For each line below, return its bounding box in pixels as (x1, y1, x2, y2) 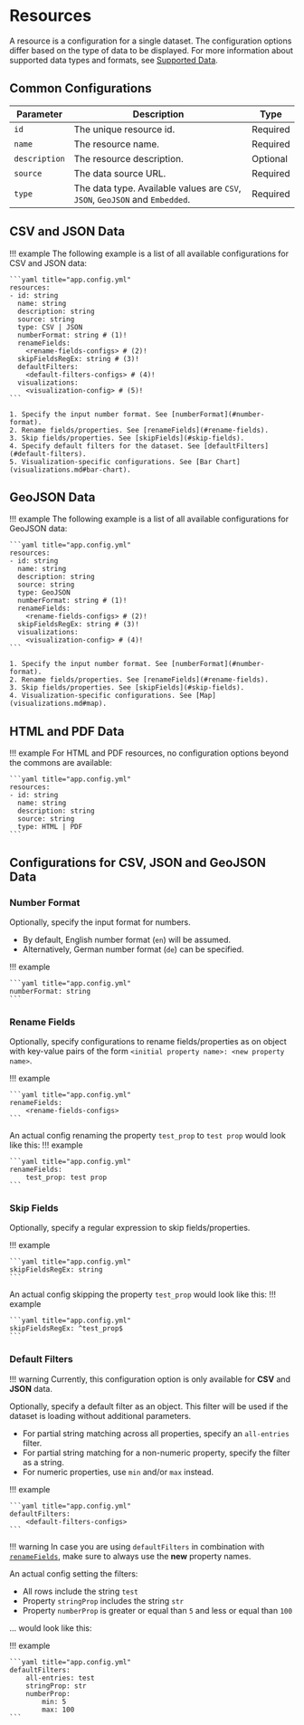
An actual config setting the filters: (9, 1568, 138, 1579)
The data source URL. (73, 167, 166, 179)
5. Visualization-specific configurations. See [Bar (9, 457, 213, 466)
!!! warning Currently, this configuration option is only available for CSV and (9, 1373, 291, 1385)
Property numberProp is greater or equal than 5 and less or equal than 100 (22, 1605, 292, 1615)
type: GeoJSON (17, 588, 71, 597)
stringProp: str (25, 1681, 88, 1691)
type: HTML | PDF (17, 823, 83, 832)
